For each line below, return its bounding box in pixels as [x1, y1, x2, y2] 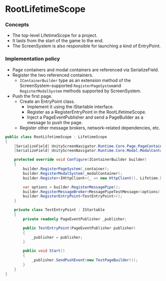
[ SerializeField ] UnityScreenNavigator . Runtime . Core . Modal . [14, 148, 140, 153]
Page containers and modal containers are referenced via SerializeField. [12, 67, 159, 72]
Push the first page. [12, 93, 53, 99]
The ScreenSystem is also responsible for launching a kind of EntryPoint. [12, 43, 161, 49]
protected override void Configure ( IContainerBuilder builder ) [14, 157, 147, 162]
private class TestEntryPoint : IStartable [14, 208, 105, 212]
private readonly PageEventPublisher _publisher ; [23, 216, 127, 221]
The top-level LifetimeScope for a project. [12, 32, 98, 38]
